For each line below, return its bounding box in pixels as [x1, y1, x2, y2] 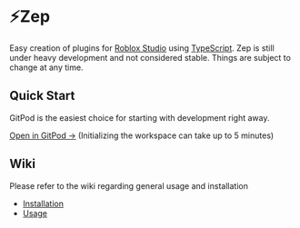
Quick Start [9, 88, 75, 104]
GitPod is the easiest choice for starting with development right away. [9, 112, 270, 123]
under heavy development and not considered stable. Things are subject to [9, 52, 291, 63]
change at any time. [9, 62, 84, 73]
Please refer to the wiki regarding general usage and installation [9, 180, 248, 191]
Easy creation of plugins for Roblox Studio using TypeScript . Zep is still [9, 42, 275, 54]
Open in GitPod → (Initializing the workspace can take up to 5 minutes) [9, 130, 275, 141]
